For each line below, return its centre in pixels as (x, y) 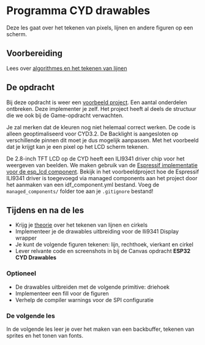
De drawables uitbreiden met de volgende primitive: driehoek (92, 287)
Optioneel (21, 273)
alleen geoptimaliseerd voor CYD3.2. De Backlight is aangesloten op (92, 134)
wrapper (26, 238)
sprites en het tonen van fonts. (45, 335)
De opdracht (31, 87)
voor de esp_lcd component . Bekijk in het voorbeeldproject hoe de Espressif (103, 172)
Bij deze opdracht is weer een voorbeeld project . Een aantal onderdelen (97, 102)
